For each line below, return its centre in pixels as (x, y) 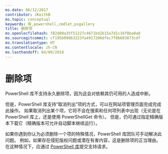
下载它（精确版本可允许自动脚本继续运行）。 (55, 123)
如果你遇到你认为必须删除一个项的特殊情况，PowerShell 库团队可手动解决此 (83, 134)
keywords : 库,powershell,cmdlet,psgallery (50, 24)
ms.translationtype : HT (30, 43)
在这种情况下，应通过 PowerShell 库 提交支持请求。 (58, 146)
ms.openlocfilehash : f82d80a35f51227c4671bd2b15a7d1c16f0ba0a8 (73, 33)
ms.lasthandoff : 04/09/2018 (35, 52)
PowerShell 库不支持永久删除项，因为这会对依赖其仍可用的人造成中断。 (79, 93)
